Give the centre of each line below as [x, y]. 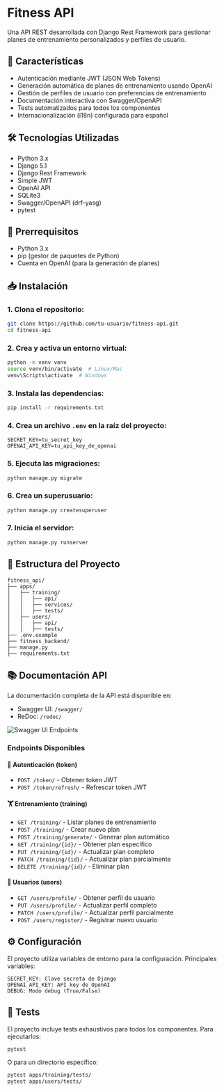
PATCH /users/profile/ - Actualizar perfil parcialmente [95, 912]
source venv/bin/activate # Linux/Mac [65, 369]
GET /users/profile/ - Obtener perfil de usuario [86, 897]
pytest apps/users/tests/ [45, 1082]
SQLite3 [29, 195]
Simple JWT [35, 180]
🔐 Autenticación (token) [42, 764]
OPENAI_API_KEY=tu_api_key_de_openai [62, 446]
